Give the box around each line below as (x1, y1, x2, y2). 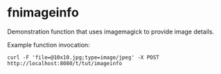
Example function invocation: (7, 40, 90, 49)
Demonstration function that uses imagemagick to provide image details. (7, 27, 215, 36)
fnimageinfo (7, 5, 80, 21)
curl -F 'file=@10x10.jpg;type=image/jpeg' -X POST (7, 53, 159, 61)
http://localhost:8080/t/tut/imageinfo (7, 60, 123, 66)
